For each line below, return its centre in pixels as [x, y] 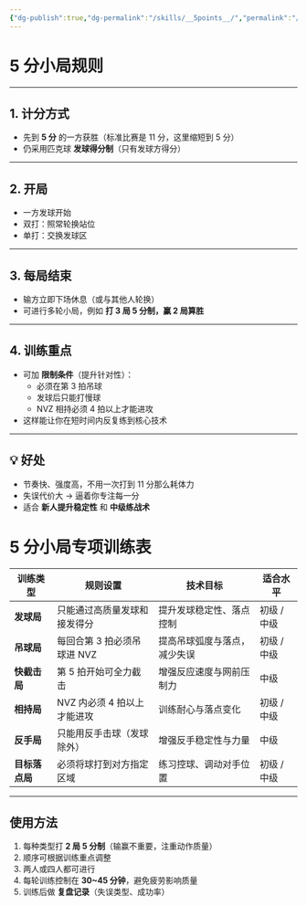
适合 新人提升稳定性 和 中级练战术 [86, 507]
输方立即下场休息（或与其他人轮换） [91, 299]
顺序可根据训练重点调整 [67, 858]
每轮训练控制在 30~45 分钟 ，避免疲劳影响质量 [110, 880]
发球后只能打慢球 [69, 397]
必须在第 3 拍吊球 [69, 385]
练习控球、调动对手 [200, 764]
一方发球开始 [47, 213]
